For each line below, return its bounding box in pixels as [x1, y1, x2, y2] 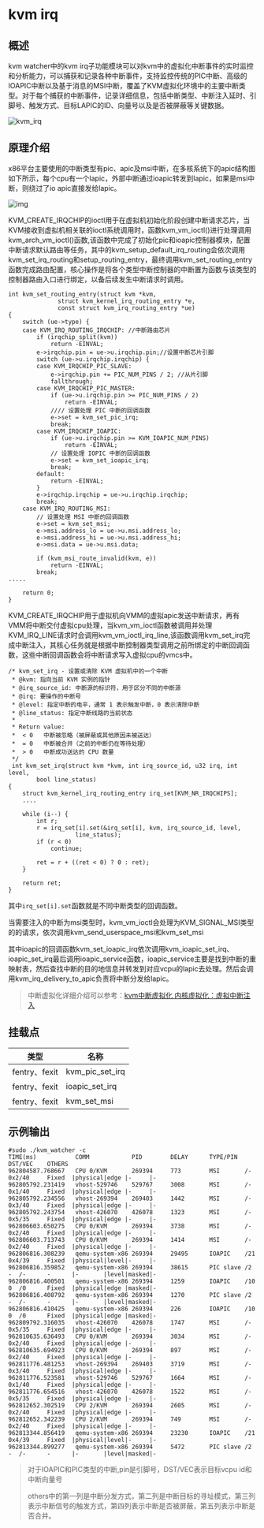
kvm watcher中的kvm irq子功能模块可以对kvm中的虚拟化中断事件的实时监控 [8, 61, 254, 70]
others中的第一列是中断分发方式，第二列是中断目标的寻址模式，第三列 [27, 1492, 256, 1501]
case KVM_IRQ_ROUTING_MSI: [22, 505, 111, 512]
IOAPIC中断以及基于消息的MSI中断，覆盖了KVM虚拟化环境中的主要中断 [8, 81, 239, 90]
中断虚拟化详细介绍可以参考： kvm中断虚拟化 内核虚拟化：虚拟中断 [27, 990, 244, 1000]
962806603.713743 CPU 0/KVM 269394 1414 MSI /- [8, 1236, 252, 1244]
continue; [50, 844, 83, 852]
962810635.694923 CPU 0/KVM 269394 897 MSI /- [8, 1347, 252, 1355]
